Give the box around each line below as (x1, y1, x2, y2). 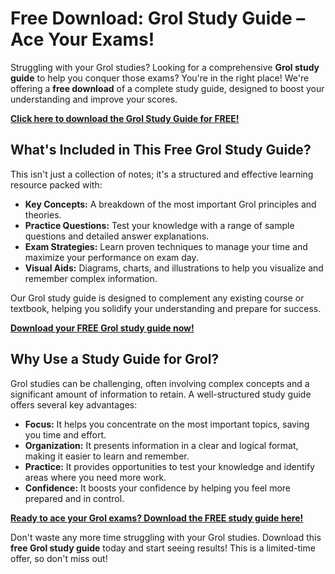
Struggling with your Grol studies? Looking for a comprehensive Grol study (10, 61, 320, 73)
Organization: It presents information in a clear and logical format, (24, 439, 299, 451)
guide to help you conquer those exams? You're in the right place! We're (10, 72, 310, 84)
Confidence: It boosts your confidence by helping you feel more (24, 482, 292, 494)
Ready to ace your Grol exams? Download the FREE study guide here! (10, 512, 304, 524)
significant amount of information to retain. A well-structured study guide (10, 388, 312, 400)
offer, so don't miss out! (10, 552, 108, 564)
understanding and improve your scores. (10, 93, 178, 105)
